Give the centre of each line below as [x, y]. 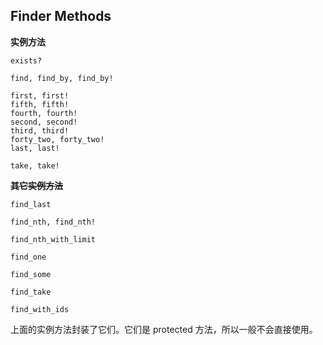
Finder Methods [61, 16]
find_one [28, 257]
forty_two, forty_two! [57, 139]
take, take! [35, 165]
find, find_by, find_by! [62, 78]
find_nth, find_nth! [53, 222]
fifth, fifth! [40, 104]
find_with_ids [40, 309]
